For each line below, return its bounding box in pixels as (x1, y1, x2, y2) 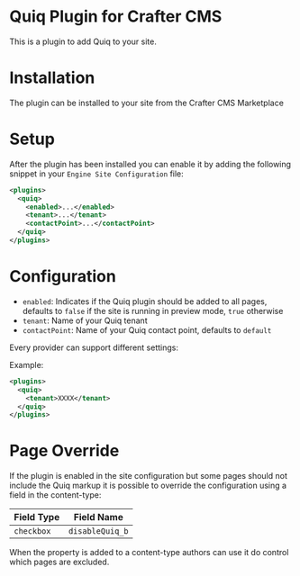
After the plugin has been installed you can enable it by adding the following (9, 158, 291, 169)
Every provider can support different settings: (9, 342, 178, 353)
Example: (9, 359, 44, 370)
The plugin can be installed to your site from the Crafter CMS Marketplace (9, 97, 284, 108)
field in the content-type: (9, 490, 102, 500)
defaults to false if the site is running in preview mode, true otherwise (22, 305, 284, 316)
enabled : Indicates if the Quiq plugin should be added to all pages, (22, 295, 268, 307)
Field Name (73, 511, 123, 524)
